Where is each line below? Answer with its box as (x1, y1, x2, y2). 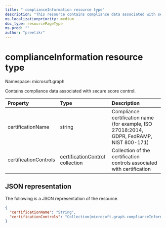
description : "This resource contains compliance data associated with (5, 12, 156, 17)
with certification (112, 165, 151, 172)
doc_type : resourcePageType (5, 21, 63, 26)
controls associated (112, 159, 158, 166)
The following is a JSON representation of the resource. (5, 195, 119, 201)
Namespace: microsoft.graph (5, 78, 65, 84)
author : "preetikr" (5, 30, 45, 35)
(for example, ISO (112, 120, 152, 127)
